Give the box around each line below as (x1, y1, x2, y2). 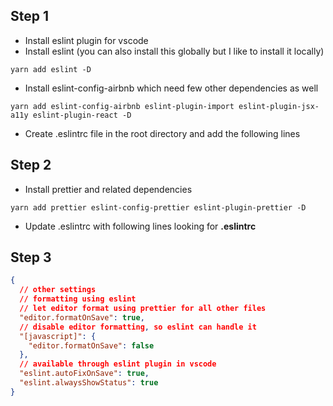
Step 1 (10, 8, 50, 25)
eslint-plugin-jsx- (238, 101, 320, 111)
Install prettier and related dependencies (24, 183, 193, 195)
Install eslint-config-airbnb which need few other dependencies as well (24, 82, 319, 94)
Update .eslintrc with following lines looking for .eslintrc (24, 220, 257, 232)
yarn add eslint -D (10, 64, 92, 74)
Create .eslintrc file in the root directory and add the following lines (24, 127, 301, 139)
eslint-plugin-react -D (32, 110, 132, 120)
